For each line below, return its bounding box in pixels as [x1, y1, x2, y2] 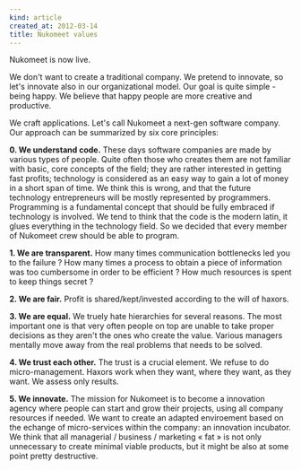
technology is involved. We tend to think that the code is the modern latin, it [9, 212, 288, 222]
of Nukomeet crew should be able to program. [9, 231, 180, 241]
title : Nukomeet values [9, 30, 99, 39]
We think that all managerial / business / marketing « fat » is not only [9, 431, 262, 442]
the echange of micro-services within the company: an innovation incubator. [9, 422, 291, 433]
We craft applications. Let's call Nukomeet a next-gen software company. [9, 117, 280, 128]
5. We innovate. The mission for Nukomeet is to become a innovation [9, 394, 266, 405]
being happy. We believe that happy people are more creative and [9, 91, 253, 101]
